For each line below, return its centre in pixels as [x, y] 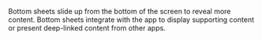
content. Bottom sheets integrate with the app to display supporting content [131, 20]
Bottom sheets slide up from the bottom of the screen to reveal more [120, 11]
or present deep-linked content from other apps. [87, 28]
